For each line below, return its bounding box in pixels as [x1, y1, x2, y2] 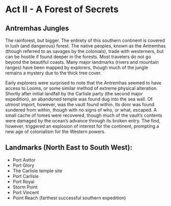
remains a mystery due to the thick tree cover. [5, 70, 102, 76]
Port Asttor [12, 157, 36, 163]
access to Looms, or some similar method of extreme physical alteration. [5, 85, 158, 91]
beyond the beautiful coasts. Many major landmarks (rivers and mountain [5, 59, 159, 65]
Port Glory [12, 162, 35, 168]
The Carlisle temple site [12, 167, 63, 174]
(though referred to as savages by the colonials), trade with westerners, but [5, 48, 164, 54]
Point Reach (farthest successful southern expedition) [12, 195, 126, 201]
